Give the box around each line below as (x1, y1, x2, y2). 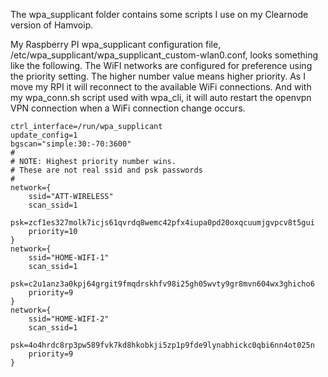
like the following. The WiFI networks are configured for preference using (10, 60, 313, 71)
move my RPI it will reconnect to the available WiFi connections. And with (10, 81, 312, 93)
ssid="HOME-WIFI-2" (28, 314, 110, 324)
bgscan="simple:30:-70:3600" (10, 139, 132, 149)
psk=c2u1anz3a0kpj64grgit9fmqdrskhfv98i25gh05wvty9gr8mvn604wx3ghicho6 (10, 279, 315, 289)
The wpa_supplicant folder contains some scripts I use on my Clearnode (10, 9, 309, 20)
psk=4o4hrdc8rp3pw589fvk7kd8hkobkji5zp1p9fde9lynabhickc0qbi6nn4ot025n (10, 340, 315, 350)
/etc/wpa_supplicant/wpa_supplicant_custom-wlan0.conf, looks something (10, 49, 319, 61)
